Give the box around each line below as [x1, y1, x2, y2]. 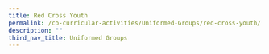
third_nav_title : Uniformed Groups [8, 33, 128, 42]
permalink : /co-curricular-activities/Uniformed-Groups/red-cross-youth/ [8, 19, 262, 27]
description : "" [8, 26, 63, 34]
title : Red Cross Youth [8, 11, 89, 20]
